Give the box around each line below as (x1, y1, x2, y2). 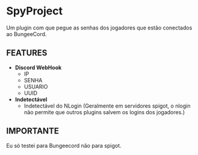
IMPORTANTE (6, 126, 59, 136)
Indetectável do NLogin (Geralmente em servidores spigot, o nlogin (23, 102, 191, 109)
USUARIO (23, 83, 48, 90)
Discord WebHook (14, 64, 62, 71)
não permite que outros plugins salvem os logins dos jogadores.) (23, 108, 185, 115)
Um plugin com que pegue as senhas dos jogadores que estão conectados (6, 24, 193, 31)
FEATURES (6, 48, 48, 58)
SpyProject (6, 4, 63, 18)
